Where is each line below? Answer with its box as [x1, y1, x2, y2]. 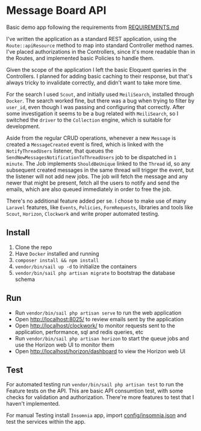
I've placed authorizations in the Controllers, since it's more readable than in [6, 48, 196, 55]
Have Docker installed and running [14, 250, 99, 257]
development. [6, 122, 40, 130]
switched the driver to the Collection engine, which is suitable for [6, 116, 172, 124]
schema [14, 275, 35, 283]
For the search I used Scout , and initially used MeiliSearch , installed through [6, 90, 194, 98]
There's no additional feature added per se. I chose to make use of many [6, 197, 187, 204]
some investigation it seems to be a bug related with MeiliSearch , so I [6, 110, 179, 117]
